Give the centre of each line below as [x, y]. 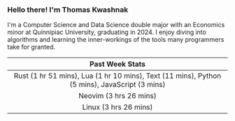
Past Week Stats [117, 64]
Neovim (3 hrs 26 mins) [117, 96]
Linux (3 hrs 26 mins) [117, 107]
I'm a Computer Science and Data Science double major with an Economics [116, 25]
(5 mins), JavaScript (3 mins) [117, 85]
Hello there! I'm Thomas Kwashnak [68, 10]
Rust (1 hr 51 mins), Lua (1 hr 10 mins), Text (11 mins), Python [117, 76]
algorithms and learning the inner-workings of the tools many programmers [116, 40]
